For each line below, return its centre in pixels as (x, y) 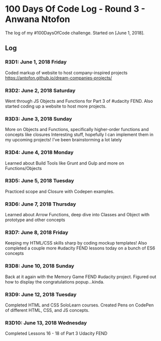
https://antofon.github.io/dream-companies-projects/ (59, 78)
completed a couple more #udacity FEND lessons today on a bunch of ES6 (80, 248)
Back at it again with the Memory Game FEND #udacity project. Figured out (81, 277)
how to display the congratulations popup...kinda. (55, 282)
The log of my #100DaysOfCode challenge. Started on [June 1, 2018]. (75, 33)
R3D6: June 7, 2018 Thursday (41, 204)
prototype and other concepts (35, 220)
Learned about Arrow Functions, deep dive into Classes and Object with (77, 215)
